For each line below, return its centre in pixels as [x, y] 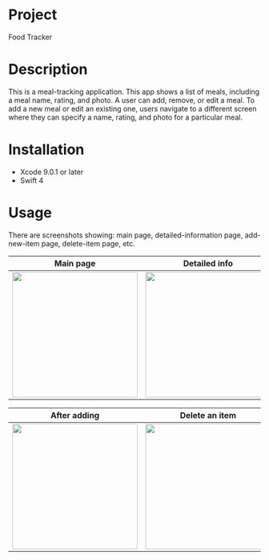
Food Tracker [30, 37]
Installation [46, 150]
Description [48, 69]
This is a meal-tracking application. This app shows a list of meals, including [134, 91]
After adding [75, 415]
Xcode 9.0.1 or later [52, 172]
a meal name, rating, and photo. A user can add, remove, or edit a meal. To [132, 100]
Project [33, 15]
